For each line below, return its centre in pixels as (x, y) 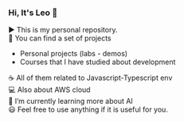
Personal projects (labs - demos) (74, 54)
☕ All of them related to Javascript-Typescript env (90, 78)
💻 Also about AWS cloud (49, 90)
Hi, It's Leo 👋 (33, 13)
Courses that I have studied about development (98, 62)
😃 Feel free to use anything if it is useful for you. (88, 109)
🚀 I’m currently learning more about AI (70, 101)
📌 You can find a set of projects (60, 38)
